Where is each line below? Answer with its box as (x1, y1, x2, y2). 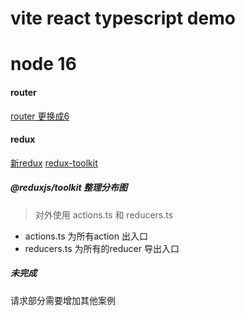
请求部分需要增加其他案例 (10, 294, 116, 306)
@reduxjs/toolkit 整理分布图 (10, 182, 128, 194)
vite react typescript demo (10, 7, 236, 30)
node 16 (10, 53, 77, 76)
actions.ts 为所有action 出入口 (24, 230, 148, 242)
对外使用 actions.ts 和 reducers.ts (34, 208, 174, 221)
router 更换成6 (10, 110, 70, 122)
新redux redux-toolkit (10, 157, 98, 169)
